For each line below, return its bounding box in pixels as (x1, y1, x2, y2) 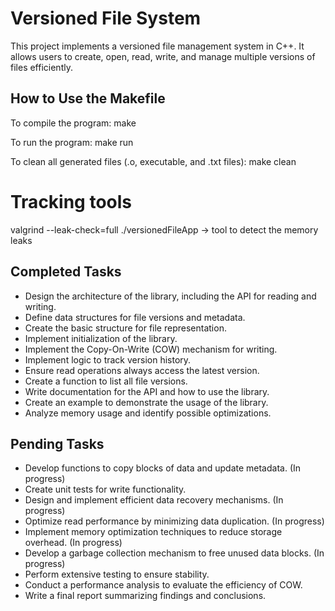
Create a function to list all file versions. (24, 375, 188, 387)
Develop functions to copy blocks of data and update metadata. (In (24, 462, 302, 474)
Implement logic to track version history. (24, 353, 192, 366)
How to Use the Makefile (10, 90, 166, 107)
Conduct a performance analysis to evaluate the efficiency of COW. (24, 579, 303, 591)
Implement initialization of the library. (24, 332, 178, 344)
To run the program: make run (10, 136, 134, 148)
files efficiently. (10, 61, 73, 73)
